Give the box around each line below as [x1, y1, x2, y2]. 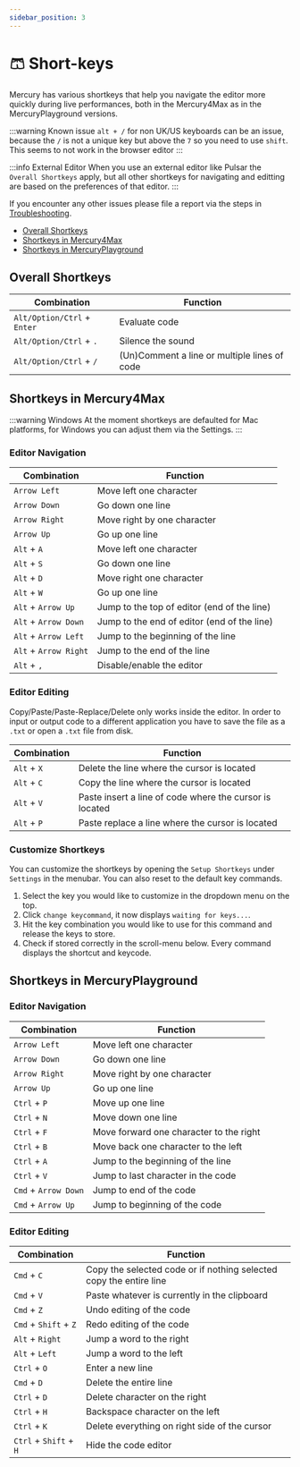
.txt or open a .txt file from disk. [9, 725, 134, 736]
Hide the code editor [86, 1439, 172, 1452]
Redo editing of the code [86, 1319, 190, 1331]
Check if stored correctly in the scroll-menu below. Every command [21, 938, 271, 949]
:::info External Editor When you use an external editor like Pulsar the [9, 162, 262, 173]
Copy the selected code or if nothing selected [86, 1263, 278, 1276]
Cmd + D [13, 1377, 43, 1389]
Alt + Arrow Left [13, 630, 85, 642]
